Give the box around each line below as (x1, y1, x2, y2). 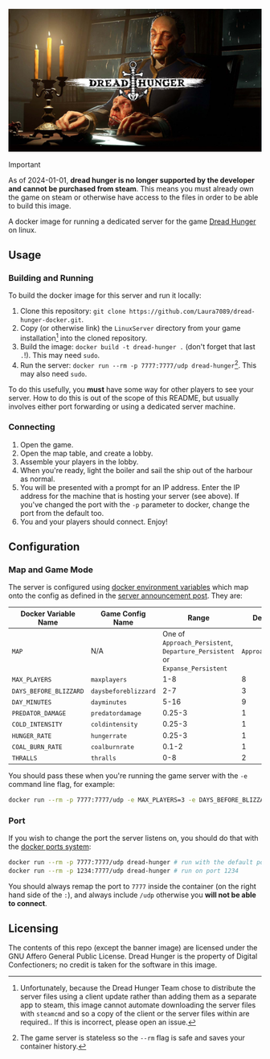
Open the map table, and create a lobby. (19, 448, 153, 458)
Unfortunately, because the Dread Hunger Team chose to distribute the (19, 983, 256, 993)
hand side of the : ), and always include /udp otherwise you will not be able (8, 890, 257, 900)
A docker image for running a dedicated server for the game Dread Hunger (8, 216, 256, 226)
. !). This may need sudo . (19, 350, 100, 360)
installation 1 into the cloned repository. (19, 332, 148, 343)
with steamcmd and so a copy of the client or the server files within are (19, 1009, 250, 1019)
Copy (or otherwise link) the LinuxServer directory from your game (19, 323, 241, 333)
